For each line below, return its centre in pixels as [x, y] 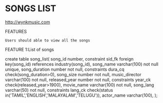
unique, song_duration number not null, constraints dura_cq [65, 69]
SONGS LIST [31, 9]
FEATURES [16, 31]
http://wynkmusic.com [27, 22]
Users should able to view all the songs [48, 40]
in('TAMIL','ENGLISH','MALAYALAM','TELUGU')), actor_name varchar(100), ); [81, 95]
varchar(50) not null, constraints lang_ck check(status [59, 90]
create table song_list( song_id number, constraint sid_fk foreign [69, 59]
